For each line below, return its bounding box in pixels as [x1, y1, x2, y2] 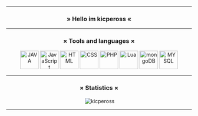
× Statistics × [79, 83, 119, 91]
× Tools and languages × [62, 37, 136, 45]
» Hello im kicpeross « [67, 15, 131, 23]
